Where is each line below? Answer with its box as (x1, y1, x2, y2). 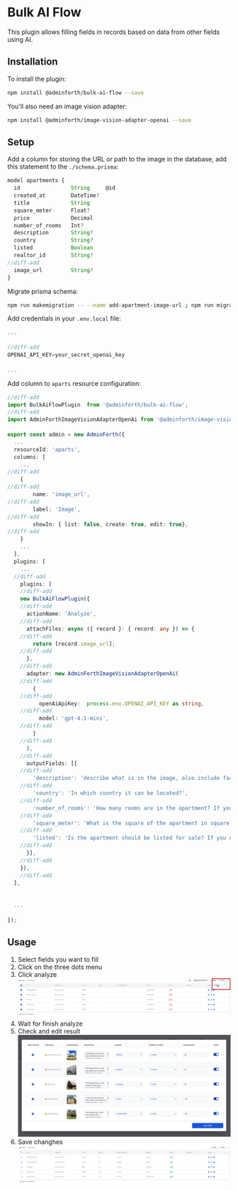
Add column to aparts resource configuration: (7, 379, 142, 387)
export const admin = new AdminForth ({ (7, 431, 125, 438)
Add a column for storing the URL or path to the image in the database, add (7, 155, 227, 164)
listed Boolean (13, 244, 93, 251)
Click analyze (17, 970, 57, 978)
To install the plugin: (7, 74, 67, 83)
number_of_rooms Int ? (13, 222, 84, 229)
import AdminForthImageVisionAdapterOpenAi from (7, 416, 154, 424)
